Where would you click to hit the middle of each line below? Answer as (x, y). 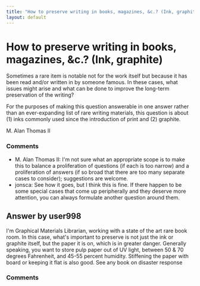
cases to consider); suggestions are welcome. (71, 178)
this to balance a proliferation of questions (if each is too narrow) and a (102, 165)
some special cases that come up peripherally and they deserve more (100, 191)
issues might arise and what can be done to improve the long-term (88, 89)
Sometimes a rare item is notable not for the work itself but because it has (97, 76)
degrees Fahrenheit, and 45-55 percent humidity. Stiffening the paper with (98, 256)
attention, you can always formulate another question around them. (97, 197)
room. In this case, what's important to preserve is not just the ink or (90, 237)
